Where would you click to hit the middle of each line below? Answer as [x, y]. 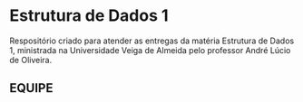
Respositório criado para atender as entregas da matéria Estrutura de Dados [152, 41]
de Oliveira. [31, 60]
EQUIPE [31, 88]
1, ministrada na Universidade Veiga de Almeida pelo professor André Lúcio [150, 50]
